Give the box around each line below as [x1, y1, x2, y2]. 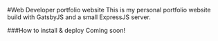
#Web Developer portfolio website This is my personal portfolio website [7, 6, 211, 14]
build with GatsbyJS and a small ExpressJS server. [7, 13, 151, 21]
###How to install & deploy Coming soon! [7, 27, 126, 34]
